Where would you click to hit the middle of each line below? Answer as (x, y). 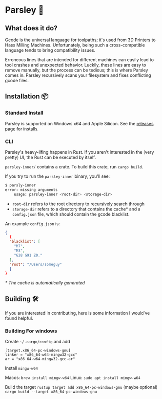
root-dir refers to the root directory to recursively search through (78, 204)
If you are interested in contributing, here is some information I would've (78, 313)
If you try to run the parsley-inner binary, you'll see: (58, 176)
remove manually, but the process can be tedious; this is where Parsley (77, 70)
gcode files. (17, 81)
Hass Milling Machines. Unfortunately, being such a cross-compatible (75, 45)
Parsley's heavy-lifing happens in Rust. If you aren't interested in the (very (80, 152)
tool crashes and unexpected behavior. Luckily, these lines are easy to (76, 65)
